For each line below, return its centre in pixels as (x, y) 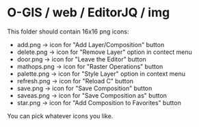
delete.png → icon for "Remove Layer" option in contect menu (105, 52)
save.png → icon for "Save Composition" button (84, 88)
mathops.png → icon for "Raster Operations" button (90, 66)
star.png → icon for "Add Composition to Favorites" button (99, 102)
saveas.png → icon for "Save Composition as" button (92, 95)
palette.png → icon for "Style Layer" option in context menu (101, 74)
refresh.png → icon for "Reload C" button (75, 81)
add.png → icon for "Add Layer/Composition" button (91, 44)
